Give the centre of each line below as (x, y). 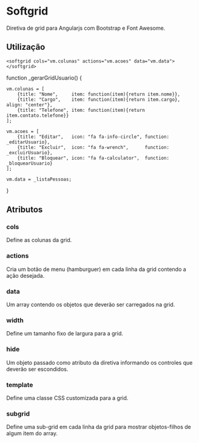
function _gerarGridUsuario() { (44, 78)
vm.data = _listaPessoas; (39, 179)
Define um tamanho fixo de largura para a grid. (65, 334)
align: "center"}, (29, 105)
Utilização (26, 47)
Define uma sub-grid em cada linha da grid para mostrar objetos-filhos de (99, 427)
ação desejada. (25, 275)
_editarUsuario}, (28, 142)
